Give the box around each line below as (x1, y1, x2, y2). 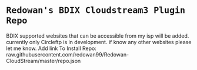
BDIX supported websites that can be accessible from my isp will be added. (6, 32, 189, 39)
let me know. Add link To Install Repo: (6, 45, 97, 52)
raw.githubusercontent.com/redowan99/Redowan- (6, 51, 129, 58)
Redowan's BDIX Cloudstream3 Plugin (6, 5, 186, 16)
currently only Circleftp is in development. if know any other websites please (6, 38, 192, 45)
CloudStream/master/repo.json (6, 57, 81, 64)
